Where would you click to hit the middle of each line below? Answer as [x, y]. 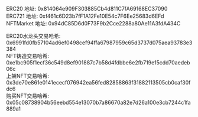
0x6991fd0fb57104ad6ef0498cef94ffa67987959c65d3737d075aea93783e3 [99, 43]
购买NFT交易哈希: [27, 96]
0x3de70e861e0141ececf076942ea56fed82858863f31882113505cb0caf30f [98, 82]
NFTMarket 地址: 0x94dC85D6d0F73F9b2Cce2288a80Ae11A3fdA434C [93, 23]
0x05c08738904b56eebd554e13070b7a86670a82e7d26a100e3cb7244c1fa [98, 103]
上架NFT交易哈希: [27, 76]
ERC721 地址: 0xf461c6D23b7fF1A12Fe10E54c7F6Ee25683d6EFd [85, 16]
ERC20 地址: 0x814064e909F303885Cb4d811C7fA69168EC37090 [87, 9]
